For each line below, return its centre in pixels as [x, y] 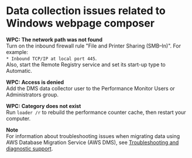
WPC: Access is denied [35, 82]
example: [17, 52]
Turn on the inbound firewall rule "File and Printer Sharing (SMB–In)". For [94, 46]
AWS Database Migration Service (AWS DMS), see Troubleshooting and [92, 142]
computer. [18, 118]
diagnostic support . [30, 149]
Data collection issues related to [86, 11]
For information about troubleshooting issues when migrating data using [93, 136]
